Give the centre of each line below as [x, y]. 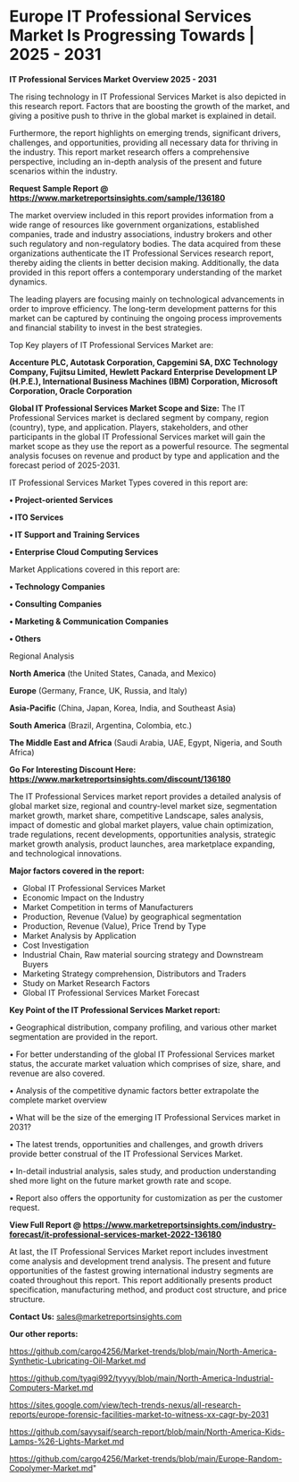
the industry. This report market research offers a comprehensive [129, 152]
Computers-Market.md [51, 1387]
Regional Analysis [42, 656]
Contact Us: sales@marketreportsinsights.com [96, 1316]
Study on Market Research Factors [86, 983]
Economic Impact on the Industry [83, 898]
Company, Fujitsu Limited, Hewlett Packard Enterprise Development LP [144, 371]
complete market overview [58, 1100]
